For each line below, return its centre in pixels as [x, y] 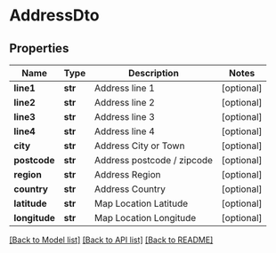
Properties [39, 48]
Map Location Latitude [141, 203]
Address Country [130, 189]
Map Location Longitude [145, 218]
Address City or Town [139, 146]
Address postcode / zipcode [154, 160]
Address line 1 [125, 88]
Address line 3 [125, 117]
